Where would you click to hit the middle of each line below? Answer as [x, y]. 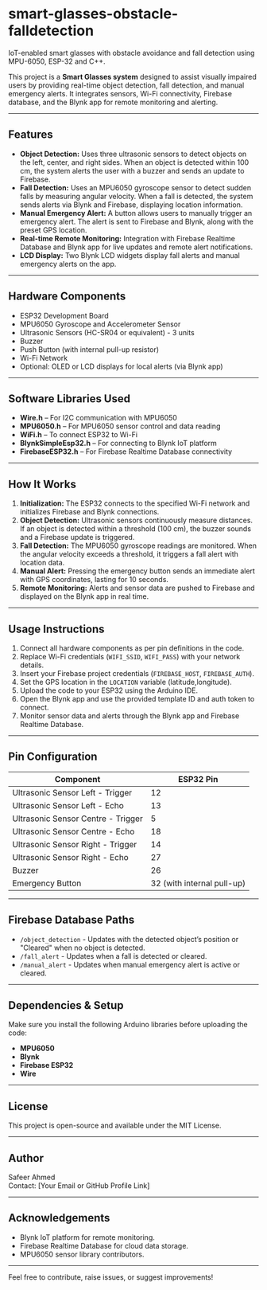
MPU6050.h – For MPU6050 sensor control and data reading [120, 426]
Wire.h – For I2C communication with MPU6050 [98, 418]
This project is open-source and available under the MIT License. [115, 1126]
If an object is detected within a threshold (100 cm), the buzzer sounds [135, 529]
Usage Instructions [56, 629]
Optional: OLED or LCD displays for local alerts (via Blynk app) [122, 366]
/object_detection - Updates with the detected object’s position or [129, 939]
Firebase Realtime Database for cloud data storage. [104, 1245]
